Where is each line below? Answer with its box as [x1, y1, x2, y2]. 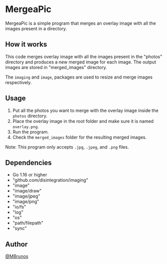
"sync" [12, 225, 27, 231]
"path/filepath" [12, 220, 44, 226]
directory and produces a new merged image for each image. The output [5, 59, 156, 65]
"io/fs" [12, 204, 26, 210]
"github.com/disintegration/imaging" [12, 177, 89, 183]
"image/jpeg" [12, 193, 40, 200]
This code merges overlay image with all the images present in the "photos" [5, 53, 162, 59]
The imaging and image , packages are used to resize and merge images [5, 74, 153, 80]
